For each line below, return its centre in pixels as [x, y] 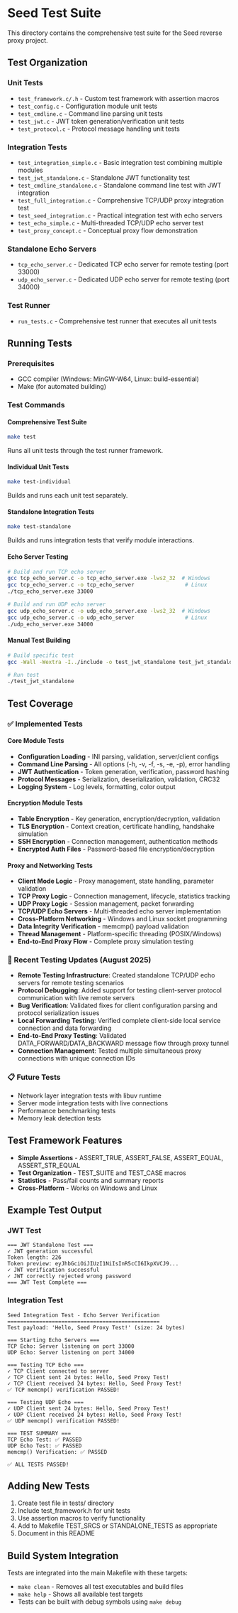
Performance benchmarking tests [67, 1110]
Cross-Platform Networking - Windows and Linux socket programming [122, 919]
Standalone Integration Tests [51, 511]
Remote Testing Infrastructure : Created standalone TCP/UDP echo [116, 975]
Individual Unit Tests [38, 466]
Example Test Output [55, 1210]
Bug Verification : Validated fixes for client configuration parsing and [118, 1006]
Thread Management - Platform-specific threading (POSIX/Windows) [119, 934]
